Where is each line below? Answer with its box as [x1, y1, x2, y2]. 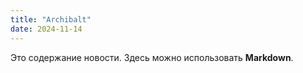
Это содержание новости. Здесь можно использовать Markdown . [10, 51, 294, 63]
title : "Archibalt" [10, 14, 92, 25]
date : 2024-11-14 [10, 24, 83, 34]
